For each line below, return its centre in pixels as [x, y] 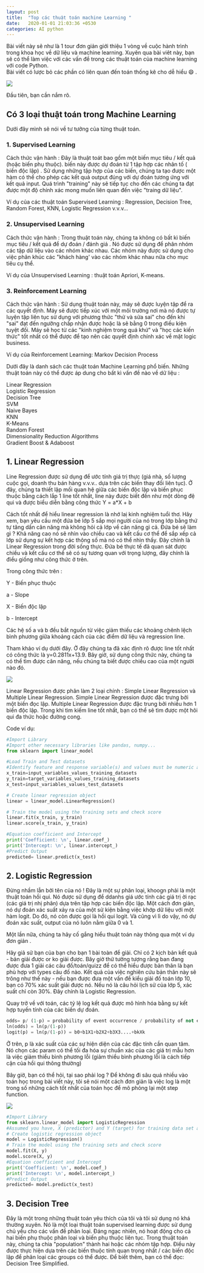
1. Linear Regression [45, 462]
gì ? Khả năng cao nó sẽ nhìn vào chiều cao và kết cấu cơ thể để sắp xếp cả [101, 533]
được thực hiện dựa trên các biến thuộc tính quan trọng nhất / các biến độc [100, 1251]
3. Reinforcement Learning [46, 291]
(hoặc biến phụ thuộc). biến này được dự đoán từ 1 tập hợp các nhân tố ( [97, 164]
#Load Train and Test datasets [46, 762]
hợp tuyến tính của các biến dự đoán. [53, 1010]
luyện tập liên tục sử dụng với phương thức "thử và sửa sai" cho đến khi [96, 317]
